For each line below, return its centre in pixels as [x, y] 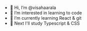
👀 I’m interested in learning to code [46, 13]
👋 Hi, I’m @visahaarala [33, 8]
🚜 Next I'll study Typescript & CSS [45, 23]
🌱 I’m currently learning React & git [45, 18]
